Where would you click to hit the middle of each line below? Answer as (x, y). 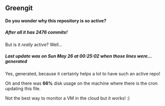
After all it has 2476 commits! (37, 32)
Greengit (19, 8)
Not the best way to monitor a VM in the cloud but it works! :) (68, 98)
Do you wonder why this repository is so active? (56, 21)
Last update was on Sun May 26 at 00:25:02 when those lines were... (79, 56)
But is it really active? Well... (34, 45)
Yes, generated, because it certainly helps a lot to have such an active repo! (83, 73)
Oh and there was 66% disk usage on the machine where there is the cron (82, 83)
